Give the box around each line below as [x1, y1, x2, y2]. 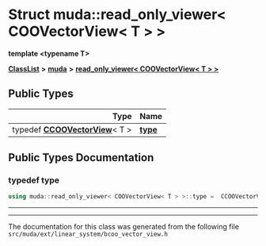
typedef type [8, 175, 59, 186]
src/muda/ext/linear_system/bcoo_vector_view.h [8, 230, 169, 239]
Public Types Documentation [8, 151, 154, 164]
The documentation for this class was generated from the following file [8, 222, 240, 232]
